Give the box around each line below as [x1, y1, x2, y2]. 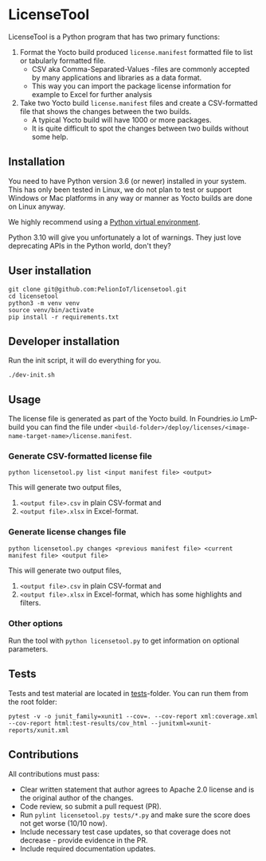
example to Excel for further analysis [31, 89, 153, 99]
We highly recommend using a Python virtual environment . [8, 217, 201, 226]
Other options [8, 617, 64, 628]
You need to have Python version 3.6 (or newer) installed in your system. [8, 176, 247, 186]
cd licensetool [8, 292, 59, 300]
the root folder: [8, 697, 57, 706]
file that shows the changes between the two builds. [19, 106, 192, 116]
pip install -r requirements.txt [8, 313, 119, 321]
